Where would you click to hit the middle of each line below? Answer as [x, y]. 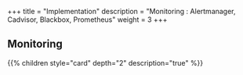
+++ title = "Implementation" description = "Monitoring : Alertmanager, [121, 11]
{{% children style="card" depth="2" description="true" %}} [105, 62]
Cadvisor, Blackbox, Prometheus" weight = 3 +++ [87, 20]
